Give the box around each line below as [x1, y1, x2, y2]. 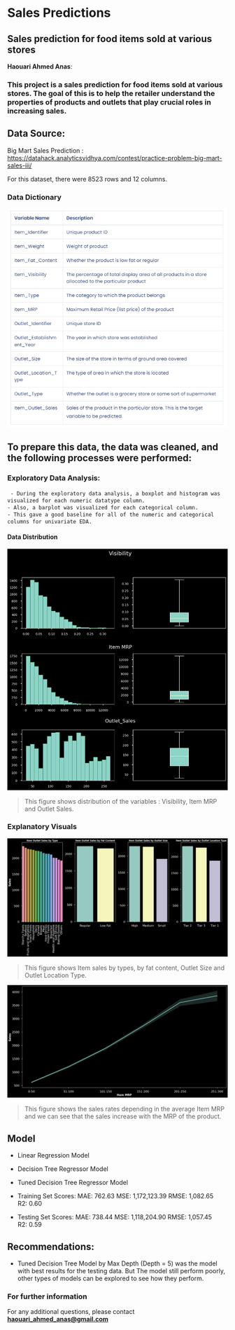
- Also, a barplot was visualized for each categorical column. [7, 504, 199, 511]
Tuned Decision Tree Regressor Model [17, 1179, 128, 1187]
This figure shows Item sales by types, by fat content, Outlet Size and [24, 964, 225, 972]
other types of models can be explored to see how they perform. [17, 1274, 204, 1283]
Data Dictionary [7, 192, 62, 202]
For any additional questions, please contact [7, 1308, 135, 1316]
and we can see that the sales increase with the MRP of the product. [24, 1112, 222, 1120]
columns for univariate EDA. [7, 518, 92, 525]
